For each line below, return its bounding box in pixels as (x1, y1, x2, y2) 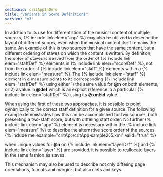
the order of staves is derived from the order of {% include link (5, 56, 131, 61)
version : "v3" (5, 16, 34, 21)
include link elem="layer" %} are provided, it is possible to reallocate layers (5, 147, 156, 153)
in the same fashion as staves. (5, 152, 66, 158)
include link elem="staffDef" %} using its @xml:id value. (5, 92, 119, 98)
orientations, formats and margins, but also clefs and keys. (5, 167, 123, 173)
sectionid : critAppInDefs (5, 7, 57, 12)
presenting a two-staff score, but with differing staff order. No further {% (5, 117, 151, 122)
